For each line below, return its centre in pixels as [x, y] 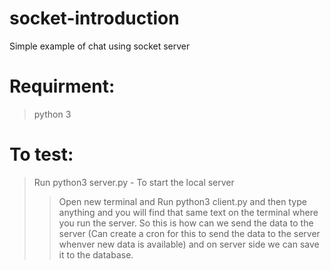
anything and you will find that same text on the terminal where [188, 212]
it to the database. [96, 254]
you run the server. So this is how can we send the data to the [186, 223]
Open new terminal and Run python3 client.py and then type [182, 201]
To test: [41, 154]
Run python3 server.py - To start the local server [134, 182]
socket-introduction [94, 18]
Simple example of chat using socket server [100, 46]
